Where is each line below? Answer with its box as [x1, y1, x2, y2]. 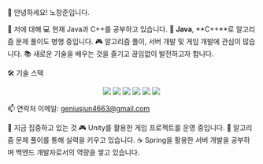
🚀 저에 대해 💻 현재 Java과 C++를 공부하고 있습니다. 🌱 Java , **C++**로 [7, 24, 235, 34]
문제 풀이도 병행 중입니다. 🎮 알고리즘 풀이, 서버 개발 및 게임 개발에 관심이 [15, 37, 241, 46]
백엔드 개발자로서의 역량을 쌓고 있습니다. [15, 147, 140, 157]
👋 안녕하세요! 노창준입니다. [7, 8, 90, 17]
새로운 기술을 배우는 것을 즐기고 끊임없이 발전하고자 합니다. [33, 49, 214, 58]
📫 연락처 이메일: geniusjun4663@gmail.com [7, 104, 150, 113]
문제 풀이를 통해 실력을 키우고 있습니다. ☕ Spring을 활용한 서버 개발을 [15, 136, 230, 144]
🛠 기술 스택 [7, 69, 44, 77]
